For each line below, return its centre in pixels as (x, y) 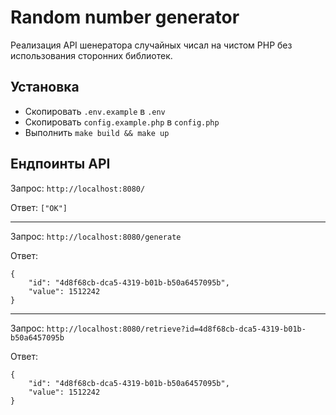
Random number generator (125, 17)
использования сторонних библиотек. (91, 55)
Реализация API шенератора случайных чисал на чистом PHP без (151, 45)
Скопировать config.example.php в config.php (122, 122)
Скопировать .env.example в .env (95, 111)
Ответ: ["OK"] (39, 207)
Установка (45, 87)
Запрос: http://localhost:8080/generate (96, 236)
